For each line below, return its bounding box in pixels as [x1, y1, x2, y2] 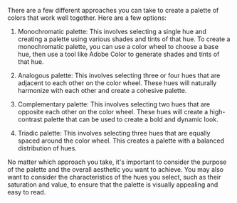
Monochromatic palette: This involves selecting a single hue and [17, 28, 206, 35]
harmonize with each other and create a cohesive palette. [17, 87, 187, 94]
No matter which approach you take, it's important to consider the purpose [7, 158, 227, 166]
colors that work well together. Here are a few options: [7, 13, 167, 22]
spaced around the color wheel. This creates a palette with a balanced [17, 136, 225, 145]
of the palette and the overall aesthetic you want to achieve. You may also [7, 165, 224, 173]
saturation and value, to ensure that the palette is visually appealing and [7, 180, 218, 189]
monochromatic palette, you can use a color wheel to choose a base [17, 43, 219, 50]
